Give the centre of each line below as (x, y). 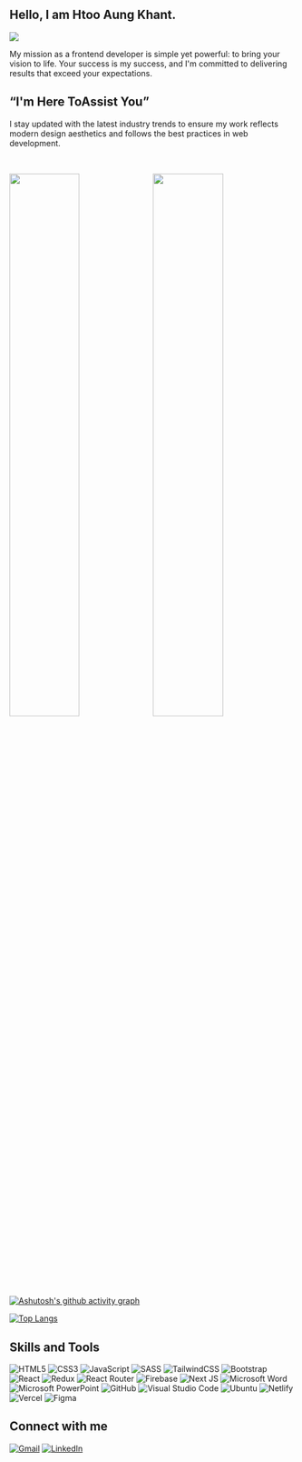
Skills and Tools (54, 1347)
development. (35, 143)
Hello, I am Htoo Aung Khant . (93, 15)
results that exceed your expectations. (81, 73)
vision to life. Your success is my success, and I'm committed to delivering (148, 64)
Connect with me (59, 1427)
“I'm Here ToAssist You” (79, 102)
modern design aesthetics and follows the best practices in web (129, 133)
